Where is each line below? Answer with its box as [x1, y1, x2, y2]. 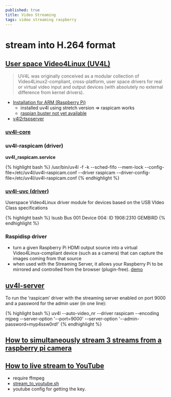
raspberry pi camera [5, 344, 72, 353]
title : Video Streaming [5, 12, 56, 17]
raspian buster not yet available [20, 110, 87, 116]
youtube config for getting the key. [12, 386, 86, 392]
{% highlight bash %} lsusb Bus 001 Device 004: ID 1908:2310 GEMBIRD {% [5, 214, 165, 221]
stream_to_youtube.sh [12, 381, 59, 387]
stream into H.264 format [5, 39, 116, 51]
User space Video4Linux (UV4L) [5, 59, 111, 68]
